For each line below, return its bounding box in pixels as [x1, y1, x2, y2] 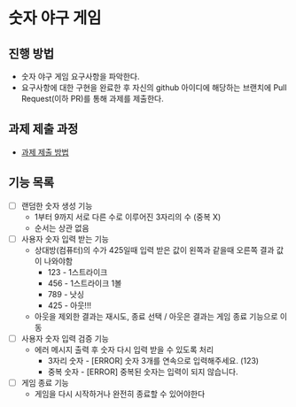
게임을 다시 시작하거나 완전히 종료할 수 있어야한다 [34, 388, 206, 399]
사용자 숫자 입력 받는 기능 [20, 234, 110, 244]
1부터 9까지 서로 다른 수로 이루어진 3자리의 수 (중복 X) [34, 211, 222, 222]
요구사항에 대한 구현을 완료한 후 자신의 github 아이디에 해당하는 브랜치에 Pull [20, 82, 287, 93]
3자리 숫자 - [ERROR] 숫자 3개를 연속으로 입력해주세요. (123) [47, 355, 259, 365]
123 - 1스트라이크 [47, 266, 108, 277]
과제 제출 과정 [8, 121, 79, 137]
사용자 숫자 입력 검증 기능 [20, 333, 110, 343]
